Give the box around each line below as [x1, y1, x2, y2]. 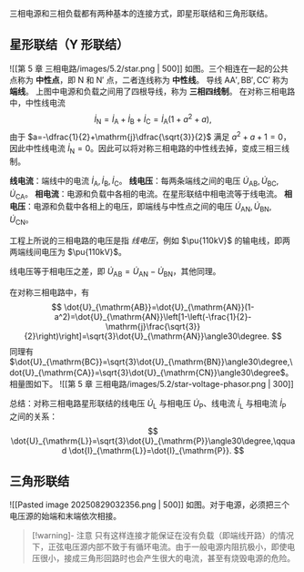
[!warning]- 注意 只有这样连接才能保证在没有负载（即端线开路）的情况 [31, 530, 294, 541]
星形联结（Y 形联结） [9, 37, 129, 53]
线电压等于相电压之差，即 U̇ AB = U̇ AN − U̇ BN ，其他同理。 [9, 265, 221, 279]
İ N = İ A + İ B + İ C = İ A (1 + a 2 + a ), [94, 112, 212, 127]
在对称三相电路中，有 [9, 286, 89, 298]
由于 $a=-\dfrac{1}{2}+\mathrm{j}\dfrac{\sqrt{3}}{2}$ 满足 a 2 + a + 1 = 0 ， [9, 130, 291, 142]
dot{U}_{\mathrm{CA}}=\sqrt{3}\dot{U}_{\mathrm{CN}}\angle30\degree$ [9, 367, 286, 378]
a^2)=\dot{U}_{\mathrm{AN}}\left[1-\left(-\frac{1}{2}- [54, 311, 252, 322]
